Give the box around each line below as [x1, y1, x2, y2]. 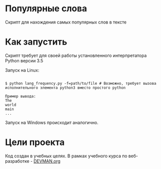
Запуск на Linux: [5, 67, 40, 73]
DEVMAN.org [33, 158, 61, 164]
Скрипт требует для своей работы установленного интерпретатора [5, 52, 147, 58]
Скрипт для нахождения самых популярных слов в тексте [5, 19, 127, 25]
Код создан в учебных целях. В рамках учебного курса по [5, 153, 128, 159]
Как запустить [5, 36, 68, 48]
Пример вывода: [5, 94, 36, 98]
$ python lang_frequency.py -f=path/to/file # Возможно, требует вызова [5, 81, 157, 86]
